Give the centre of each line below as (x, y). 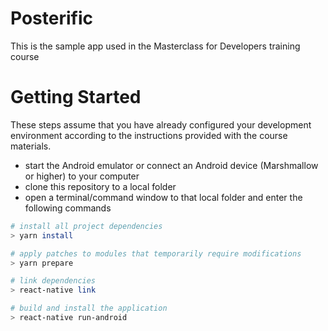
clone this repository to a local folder (100, 186)
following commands (68, 208)
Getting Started (76, 97)
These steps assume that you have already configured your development (161, 124)
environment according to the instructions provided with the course (149, 135)
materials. (31, 146)
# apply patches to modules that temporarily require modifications (156, 253)
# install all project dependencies (86, 226)
